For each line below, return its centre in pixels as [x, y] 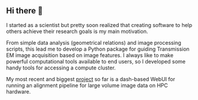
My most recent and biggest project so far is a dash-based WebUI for [91, 79]
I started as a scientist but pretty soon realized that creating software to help [99, 25]
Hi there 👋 [25, 11]
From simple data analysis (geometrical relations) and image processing [94, 42]
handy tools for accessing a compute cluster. [61, 68]
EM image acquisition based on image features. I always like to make [90, 55]
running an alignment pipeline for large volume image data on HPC [87, 85]
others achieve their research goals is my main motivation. [77, 31]
